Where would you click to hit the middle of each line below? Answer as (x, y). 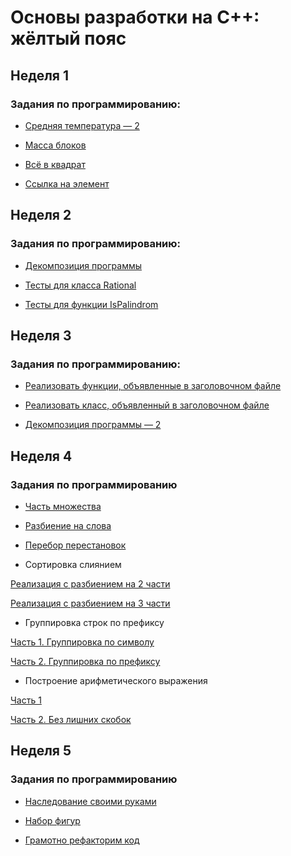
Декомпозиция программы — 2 (93, 425)
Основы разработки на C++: (135, 17)
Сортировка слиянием (73, 564)
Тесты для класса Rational (80, 285)
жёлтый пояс (68, 38)
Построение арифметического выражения (116, 680)
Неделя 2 (41, 215)
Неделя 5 (41, 751)
